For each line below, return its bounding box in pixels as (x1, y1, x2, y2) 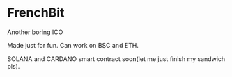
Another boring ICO (7, 28, 63, 36)
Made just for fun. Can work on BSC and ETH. (7, 41, 139, 49)
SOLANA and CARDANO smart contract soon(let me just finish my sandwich (7, 54, 226, 63)
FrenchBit (7, 5, 65, 21)
